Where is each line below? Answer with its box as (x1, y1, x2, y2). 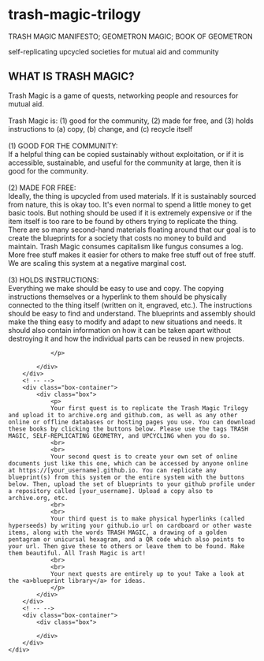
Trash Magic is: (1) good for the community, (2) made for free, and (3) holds (8, 116, 254, 125)
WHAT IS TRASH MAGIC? (8, 69, 135, 84)
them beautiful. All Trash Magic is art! (8, 549, 147, 557)
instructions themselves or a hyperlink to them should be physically (8, 292, 227, 301)
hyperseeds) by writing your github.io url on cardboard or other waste (8, 521, 252, 529)
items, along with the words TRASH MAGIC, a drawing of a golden (8, 528, 227, 536)
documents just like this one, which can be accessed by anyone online (8, 459, 248, 467)
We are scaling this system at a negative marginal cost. (8, 258, 187, 267)
